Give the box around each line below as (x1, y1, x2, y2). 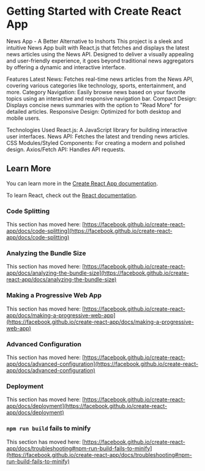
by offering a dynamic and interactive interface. (6, 63, 127, 71)
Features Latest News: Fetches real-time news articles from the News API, (6, 75, 194, 83)
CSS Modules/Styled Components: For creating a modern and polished (6, 139, 185, 146)
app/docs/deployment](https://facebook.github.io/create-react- (6, 402, 167, 410)
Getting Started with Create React (6, 4, 182, 18)
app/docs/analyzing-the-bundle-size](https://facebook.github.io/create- (6, 269, 190, 276)
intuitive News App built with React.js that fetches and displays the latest (6, 44, 190, 51)
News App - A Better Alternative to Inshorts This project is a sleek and (6, 37, 184, 45)
